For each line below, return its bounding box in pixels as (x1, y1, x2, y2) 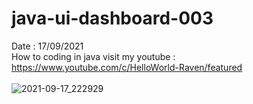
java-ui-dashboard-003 (11, 7, 214, 30)
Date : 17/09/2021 (11, 40, 84, 52)
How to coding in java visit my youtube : (11, 50, 176, 62)
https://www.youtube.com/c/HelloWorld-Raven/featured (11, 61, 243, 73)
